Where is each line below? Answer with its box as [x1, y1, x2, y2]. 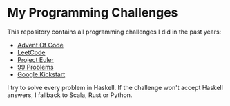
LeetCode [17, 48, 46, 56]
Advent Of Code [17, 41, 64, 49]
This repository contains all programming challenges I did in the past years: [7, 28, 222, 36]
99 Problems [17, 63, 54, 71]
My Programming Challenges [7, 5, 178, 21]
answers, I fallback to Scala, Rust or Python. [7, 91, 133, 99]
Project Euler [17, 55, 54, 63]
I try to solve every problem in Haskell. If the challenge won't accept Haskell [7, 83, 223, 92]
